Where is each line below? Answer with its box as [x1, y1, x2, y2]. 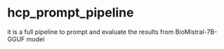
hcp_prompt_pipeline [7, 5, 134, 21]
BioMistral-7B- [175, 28, 218, 36]
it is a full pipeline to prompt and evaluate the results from [7, 28, 174, 36]
